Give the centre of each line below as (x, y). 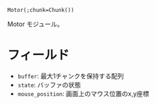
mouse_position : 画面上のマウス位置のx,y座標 (83, 93)
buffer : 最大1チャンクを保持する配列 (71, 76)
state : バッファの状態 (49, 85)
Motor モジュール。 (35, 24)
